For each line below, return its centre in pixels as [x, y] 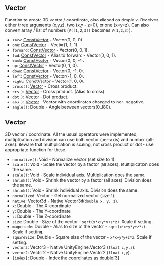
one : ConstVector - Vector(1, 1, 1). [45, 45]
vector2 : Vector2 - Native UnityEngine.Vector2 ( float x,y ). [72, 252]
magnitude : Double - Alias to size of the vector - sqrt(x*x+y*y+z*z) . [80, 226]
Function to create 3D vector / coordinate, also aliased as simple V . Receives [82, 20]
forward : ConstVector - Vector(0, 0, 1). [51, 50]
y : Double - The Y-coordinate [41, 211]
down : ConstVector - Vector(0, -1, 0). [48, 71]
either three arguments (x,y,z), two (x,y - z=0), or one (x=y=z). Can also [77, 25]
